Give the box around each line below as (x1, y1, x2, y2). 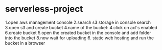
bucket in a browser (5, 40, 46, 46)
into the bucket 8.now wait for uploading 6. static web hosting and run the (5, 35, 154, 41)
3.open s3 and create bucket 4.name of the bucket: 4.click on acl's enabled (5, 24, 158, 30)
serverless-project (5, 3, 83, 15)
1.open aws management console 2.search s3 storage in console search (5, 19, 151, 25)
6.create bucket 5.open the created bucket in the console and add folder (5, 30, 151, 35)
